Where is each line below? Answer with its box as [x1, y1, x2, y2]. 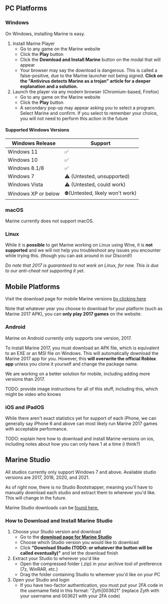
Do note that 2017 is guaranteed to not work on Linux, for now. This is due [5, 262, 159, 269]
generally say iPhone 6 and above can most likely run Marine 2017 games [5, 420, 157, 427]
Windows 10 [8, 156, 38, 163]
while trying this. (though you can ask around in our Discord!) [5, 253, 132, 259]
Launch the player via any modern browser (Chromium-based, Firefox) [12, 88, 159, 95]
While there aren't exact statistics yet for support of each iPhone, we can [5, 415, 157, 421]
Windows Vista [8, 181, 43, 188]
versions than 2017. [5, 376, 45, 382]
